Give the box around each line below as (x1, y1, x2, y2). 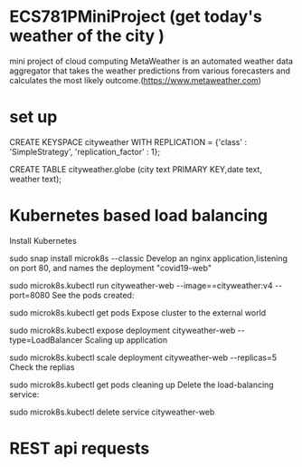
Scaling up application (84, 334, 168, 345)
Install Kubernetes (9, 235, 77, 246)
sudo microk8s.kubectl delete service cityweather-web (9, 406, 215, 417)
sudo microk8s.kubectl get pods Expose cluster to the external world (9, 306, 267, 318)
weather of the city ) (9, 25, 165, 46)
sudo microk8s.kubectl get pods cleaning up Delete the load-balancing (9, 379, 274, 390)
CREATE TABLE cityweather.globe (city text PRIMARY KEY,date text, (9, 163, 262, 174)
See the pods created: (52, 289, 135, 300)
